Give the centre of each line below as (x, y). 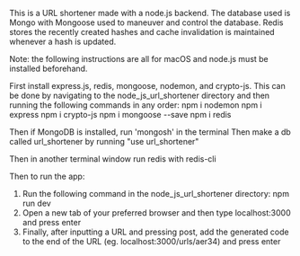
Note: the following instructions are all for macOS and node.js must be (139, 59)
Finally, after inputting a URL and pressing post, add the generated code (155, 232)
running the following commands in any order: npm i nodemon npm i (136, 105)
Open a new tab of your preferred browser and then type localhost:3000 (156, 213)
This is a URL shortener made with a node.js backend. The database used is (150, 13)
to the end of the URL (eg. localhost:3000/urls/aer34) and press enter (151, 241)
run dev (36, 203)
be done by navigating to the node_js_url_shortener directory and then (140, 95)
